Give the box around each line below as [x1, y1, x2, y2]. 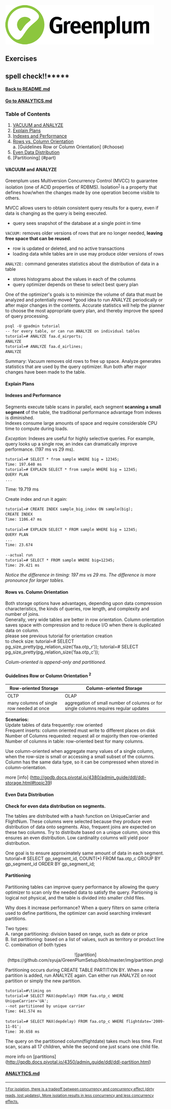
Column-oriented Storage [85, 685, 142, 691]
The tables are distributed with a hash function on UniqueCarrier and [5, 813, 150, 819]
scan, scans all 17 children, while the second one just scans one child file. [5, 1043, 159, 1050]
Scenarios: [5, 717, 29, 723]
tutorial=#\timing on [5, 988, 51, 994]
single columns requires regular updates [65, 705, 149, 711]
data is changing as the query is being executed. [5, 210, 107, 217]
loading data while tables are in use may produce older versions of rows [12, 251, 164, 257]
